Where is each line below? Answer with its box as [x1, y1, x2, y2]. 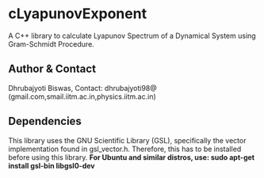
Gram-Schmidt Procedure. [8, 39, 95, 48]
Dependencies [8, 115, 82, 128]
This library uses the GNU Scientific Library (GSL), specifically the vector [8, 135, 247, 145]
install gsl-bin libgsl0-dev [8, 161, 95, 170]
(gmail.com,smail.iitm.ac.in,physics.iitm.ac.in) [8, 92, 156, 101]
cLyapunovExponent [8, 5, 147, 23]
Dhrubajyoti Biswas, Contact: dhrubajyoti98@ [8, 83, 157, 93]
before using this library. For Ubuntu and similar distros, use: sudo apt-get [8, 152, 255, 162]
